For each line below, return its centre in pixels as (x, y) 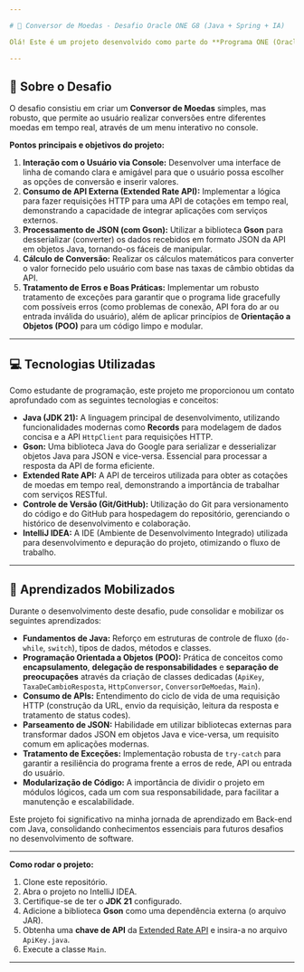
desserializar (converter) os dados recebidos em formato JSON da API (154, 240)
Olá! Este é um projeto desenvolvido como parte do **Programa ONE (139, 42)
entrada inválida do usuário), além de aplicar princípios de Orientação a (157, 317)
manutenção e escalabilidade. (78, 801)
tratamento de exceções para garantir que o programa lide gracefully (151, 297)
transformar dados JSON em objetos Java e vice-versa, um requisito (151, 734)
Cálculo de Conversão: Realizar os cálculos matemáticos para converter (158, 259)
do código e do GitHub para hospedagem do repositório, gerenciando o (156, 514)
